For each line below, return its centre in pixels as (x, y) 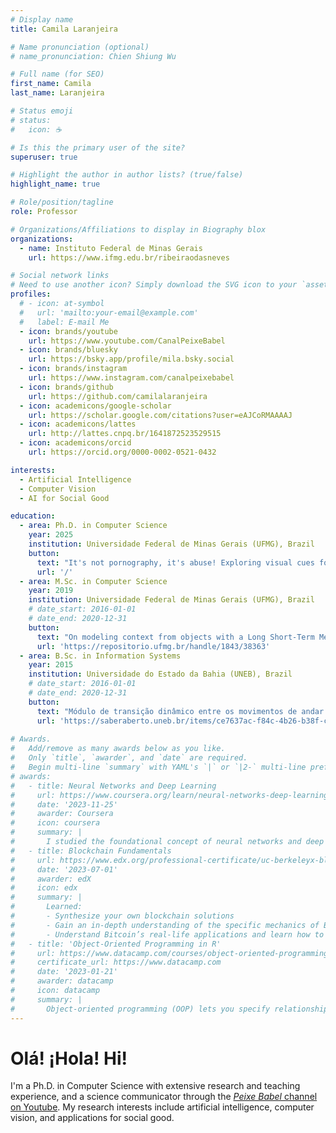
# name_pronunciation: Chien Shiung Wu (93, 56)
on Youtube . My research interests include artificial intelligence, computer (162, 1107)
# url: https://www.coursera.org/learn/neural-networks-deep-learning (169, 795)
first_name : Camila (51, 84)
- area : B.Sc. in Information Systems (100, 656)
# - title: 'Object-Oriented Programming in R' (116, 944)
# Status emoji (42, 111)
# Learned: (46, 907)
